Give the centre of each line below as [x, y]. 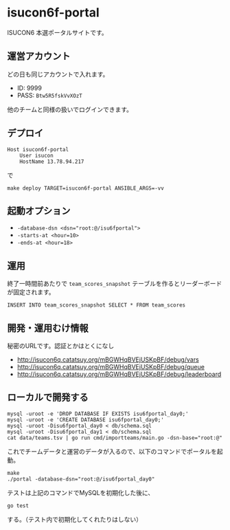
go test [18, 506]
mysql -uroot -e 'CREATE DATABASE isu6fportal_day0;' [86, 420]
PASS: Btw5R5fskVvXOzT [49, 95]
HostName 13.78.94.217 [52, 162]
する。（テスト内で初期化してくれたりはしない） [75, 519]
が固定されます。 [31, 292]
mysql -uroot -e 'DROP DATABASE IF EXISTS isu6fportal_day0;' [98, 414]
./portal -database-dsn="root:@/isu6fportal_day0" [81, 479]
